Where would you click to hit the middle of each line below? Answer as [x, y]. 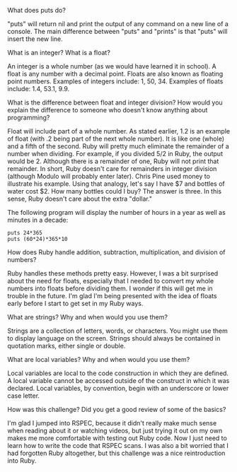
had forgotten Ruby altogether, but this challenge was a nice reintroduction [116, 453]
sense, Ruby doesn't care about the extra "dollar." [80, 199]
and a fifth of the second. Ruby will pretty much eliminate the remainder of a [118, 146]
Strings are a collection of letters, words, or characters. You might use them [117, 331]
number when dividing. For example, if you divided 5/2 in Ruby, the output [115, 154]
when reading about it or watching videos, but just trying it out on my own [115, 431]
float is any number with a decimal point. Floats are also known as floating [115, 74]
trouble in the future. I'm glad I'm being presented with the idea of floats [112, 296]
